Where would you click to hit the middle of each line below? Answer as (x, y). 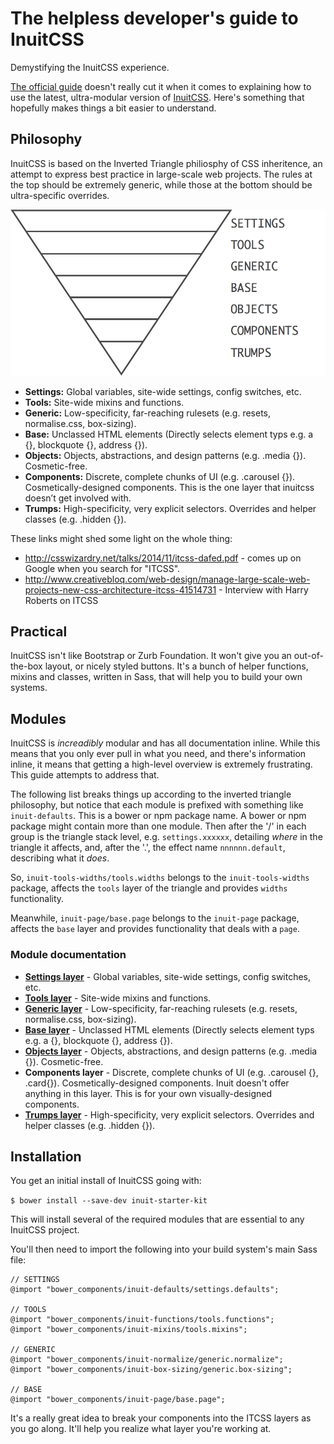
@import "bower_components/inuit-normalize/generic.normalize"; (147, 1360)
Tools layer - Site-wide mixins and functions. (118, 998)
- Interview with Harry (263, 589)
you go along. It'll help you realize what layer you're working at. (141, 1429)
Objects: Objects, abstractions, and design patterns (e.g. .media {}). (165, 455)
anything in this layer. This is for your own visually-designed (148, 1093)
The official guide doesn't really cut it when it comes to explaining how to (161, 86)
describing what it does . (60, 858)
